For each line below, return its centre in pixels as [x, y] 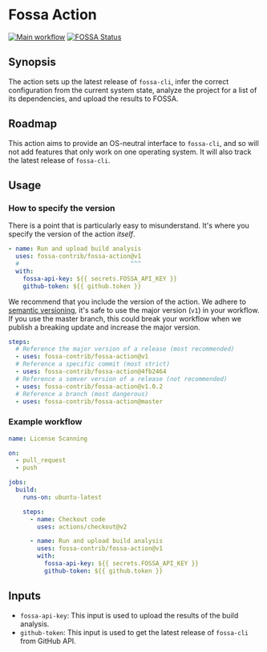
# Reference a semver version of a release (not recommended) [121, 379]
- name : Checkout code [67, 519]
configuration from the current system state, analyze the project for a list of [133, 90]
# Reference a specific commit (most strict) [93, 364]
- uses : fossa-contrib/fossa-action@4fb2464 [91, 371]
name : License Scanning [48, 439]
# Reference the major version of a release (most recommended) [125, 349]
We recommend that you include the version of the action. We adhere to [127, 302]
